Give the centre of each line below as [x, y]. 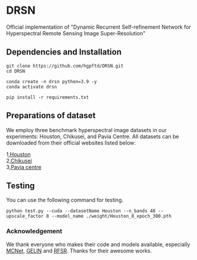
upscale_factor [25, 216]
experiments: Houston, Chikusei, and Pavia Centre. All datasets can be [93, 136]
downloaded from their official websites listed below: [71, 143]
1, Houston [18, 154]
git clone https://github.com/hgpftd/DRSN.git [65, 66]
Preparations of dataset [51, 116]
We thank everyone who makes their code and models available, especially [98, 244]
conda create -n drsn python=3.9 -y [51, 81]
